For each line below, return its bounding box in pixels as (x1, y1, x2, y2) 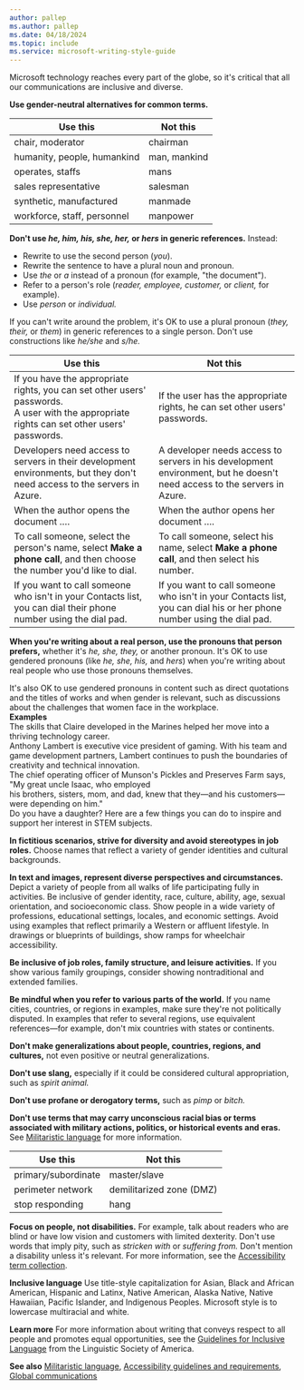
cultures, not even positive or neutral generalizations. (9, 1050, 210, 1062)
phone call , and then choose (14, 553, 137, 565)
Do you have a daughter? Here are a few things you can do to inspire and (9, 808, 282, 819)
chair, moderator (14, 136, 85, 149)
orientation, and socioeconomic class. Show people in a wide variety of (9, 901, 276, 912)
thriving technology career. (9, 731, 110, 742)
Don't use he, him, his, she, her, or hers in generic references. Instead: (9, 233, 279, 244)
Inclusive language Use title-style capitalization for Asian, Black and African (9, 1277, 295, 1288)
